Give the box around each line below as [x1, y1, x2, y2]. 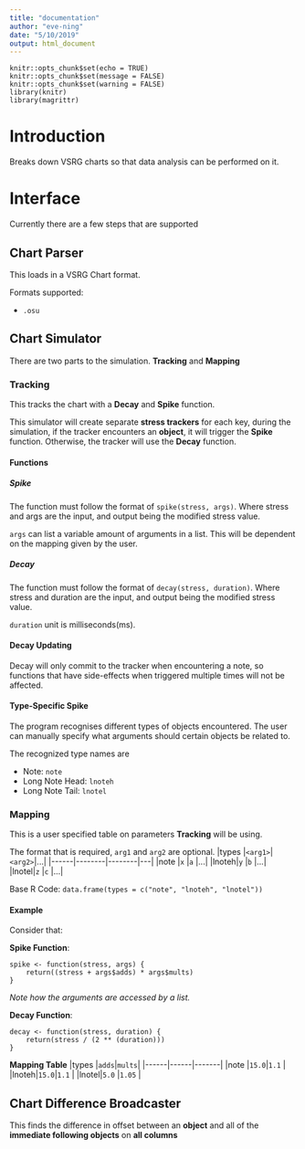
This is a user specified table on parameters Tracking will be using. [9, 828, 263, 840]
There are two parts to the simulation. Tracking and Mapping [9, 355, 240, 366]
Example [9, 904, 44, 915]
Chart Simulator [9, 331, 102, 347]
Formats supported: [9, 287, 84, 298]
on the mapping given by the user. [9, 538, 139, 549]
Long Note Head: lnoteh [22, 775, 114, 786]
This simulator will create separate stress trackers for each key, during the [9, 416, 291, 427]
